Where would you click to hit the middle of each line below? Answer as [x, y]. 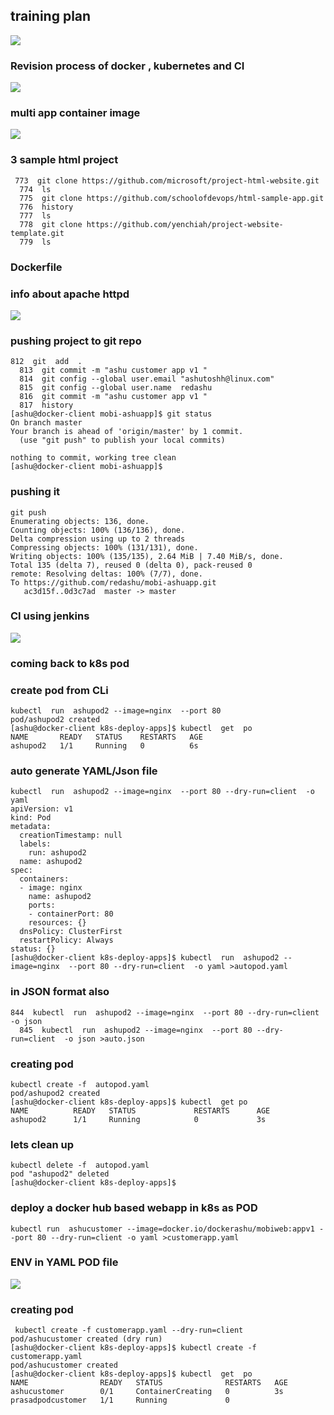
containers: [44, 879]
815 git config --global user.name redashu [116, 388]
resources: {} [57, 923]
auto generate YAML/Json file [84, 771]
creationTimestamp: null [71, 835]
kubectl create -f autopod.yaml [80, 1084]
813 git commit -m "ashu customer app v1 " [113, 370]
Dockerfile [36, 267]
